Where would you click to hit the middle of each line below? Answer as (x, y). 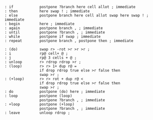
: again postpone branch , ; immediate (54, 28)
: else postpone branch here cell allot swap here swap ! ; (77, 15)
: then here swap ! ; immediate (47, 11)
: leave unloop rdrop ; (37, 113)
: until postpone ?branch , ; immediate (55, 32)
